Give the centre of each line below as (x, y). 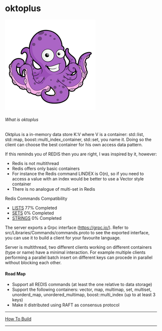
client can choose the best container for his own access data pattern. (74, 145)
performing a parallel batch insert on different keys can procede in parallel (79, 257)
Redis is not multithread (35, 164)
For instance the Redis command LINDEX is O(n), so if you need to (78, 174)
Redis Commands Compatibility (36, 198)
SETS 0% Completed (33, 213)
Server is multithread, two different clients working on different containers (78, 247)
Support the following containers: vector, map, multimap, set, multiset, (82, 290)
